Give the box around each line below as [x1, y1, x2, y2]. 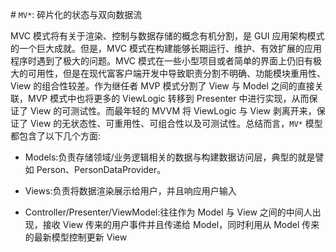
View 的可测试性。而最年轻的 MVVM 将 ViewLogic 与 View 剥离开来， [29, 105, 317, 117]
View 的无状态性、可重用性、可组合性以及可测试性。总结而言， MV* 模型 [29, 118, 323, 129]
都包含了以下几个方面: [10, 130, 102, 142]
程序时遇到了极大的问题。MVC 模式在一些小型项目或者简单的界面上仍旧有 [10, 55, 313, 67]
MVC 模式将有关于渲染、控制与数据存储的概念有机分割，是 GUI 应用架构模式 [10, 30, 325, 42]
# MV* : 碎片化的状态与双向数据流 [10, 9, 143, 20]
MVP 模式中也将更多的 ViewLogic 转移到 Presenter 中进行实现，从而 [27, 93, 310, 104]
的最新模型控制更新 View [24, 231, 128, 243]
